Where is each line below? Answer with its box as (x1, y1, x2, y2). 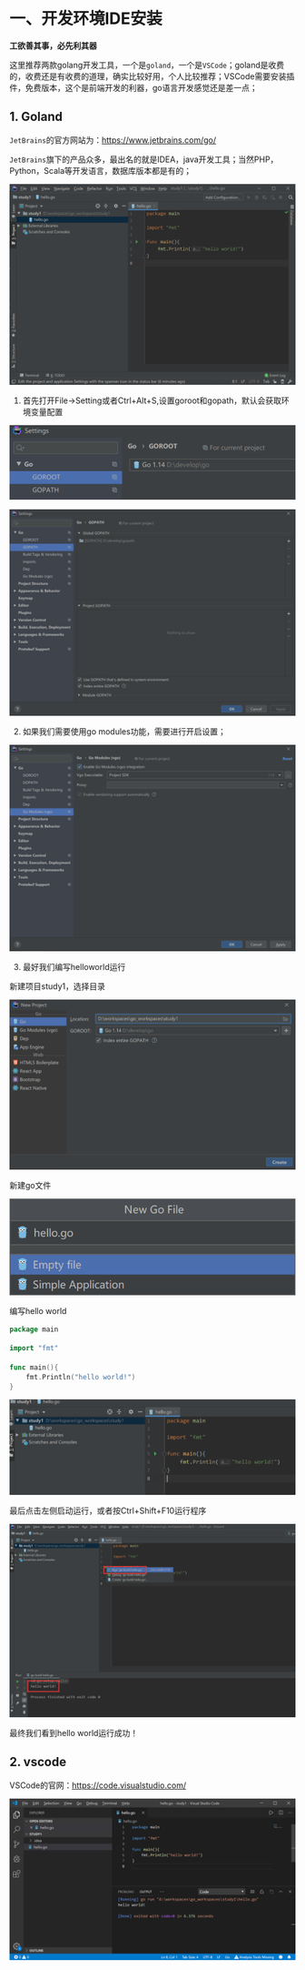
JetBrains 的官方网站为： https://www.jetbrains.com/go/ (9, 134, 216, 146)
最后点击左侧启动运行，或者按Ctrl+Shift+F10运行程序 (9, 1505, 207, 1516)
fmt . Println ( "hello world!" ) (25, 1372, 136, 1381)
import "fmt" (9, 1344, 59, 1353)
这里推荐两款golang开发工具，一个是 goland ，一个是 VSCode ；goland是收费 (9, 59, 285, 70)
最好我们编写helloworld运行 (22, 962, 126, 973)
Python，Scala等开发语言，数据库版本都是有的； (9, 165, 192, 176)
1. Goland (9, 109, 64, 125)
